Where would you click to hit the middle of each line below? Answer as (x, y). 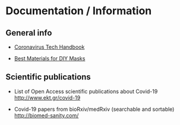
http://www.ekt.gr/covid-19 (47, 97)
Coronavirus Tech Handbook (49, 47)
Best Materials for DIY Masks (50, 58)
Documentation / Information (79, 11)
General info (29, 33)
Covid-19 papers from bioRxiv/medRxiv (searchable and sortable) (94, 109)
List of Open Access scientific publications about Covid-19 (86, 91)
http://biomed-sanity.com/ (46, 115)
